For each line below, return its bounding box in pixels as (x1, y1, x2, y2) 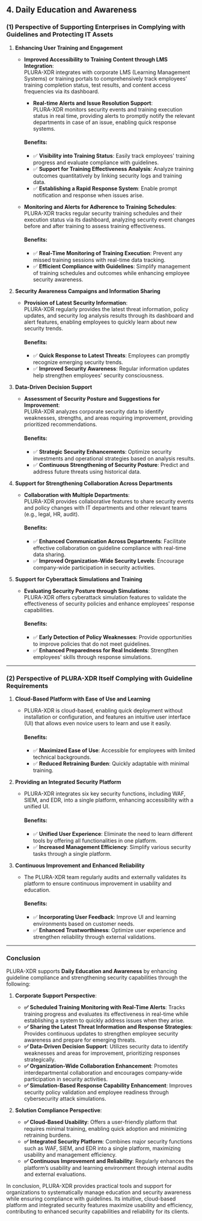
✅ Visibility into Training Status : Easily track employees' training (32, 152, 195, 159)
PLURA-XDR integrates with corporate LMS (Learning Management (23, 69, 191, 76)
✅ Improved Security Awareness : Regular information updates (32, 365, 189, 372)
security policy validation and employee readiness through (23, 1089, 170, 1096)
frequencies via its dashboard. (23, 87, 100, 95)
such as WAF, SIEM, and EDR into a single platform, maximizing (23, 1145, 181, 1152)
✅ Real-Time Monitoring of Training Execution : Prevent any (32, 250, 183, 257)
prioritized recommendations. (23, 421, 97, 428)
